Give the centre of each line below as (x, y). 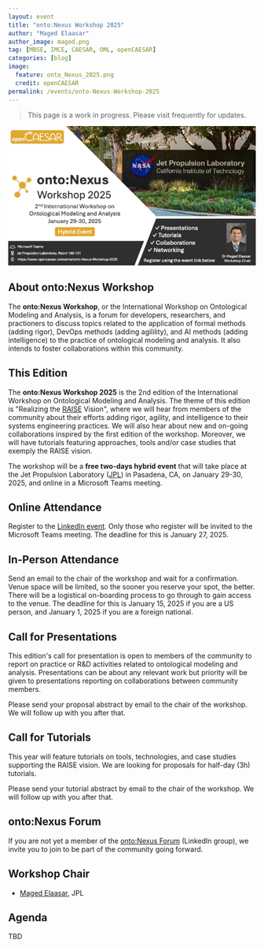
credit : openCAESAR (47, 83)
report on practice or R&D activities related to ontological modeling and (123, 664)
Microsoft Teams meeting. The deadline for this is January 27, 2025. (119, 535)
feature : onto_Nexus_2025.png (64, 75)
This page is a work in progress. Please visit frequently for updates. (137, 115)
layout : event (31, 17)
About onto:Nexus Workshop (81, 288)
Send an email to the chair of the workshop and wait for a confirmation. (123, 578)
